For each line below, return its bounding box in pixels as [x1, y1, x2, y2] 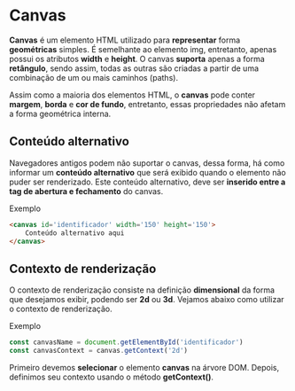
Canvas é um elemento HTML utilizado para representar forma [9, 35, 241, 45]
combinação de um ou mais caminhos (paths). [9, 72, 179, 82]
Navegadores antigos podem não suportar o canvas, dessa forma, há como [9, 157, 285, 168]
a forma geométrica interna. [9, 108, 112, 119]
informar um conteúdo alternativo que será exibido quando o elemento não [9, 167, 286, 177]
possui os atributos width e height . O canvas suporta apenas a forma [9, 53, 266, 64]
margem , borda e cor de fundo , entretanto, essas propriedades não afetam [9, 98, 286, 109]
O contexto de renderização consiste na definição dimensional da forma [9, 285, 276, 295]
